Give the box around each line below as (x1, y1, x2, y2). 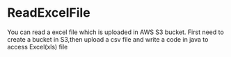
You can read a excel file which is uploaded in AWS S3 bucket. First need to (7, 28, 224, 36)
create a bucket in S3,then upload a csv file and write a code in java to (7, 35, 209, 43)
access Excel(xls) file (7, 42, 68, 51)
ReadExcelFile (7, 5, 90, 21)
